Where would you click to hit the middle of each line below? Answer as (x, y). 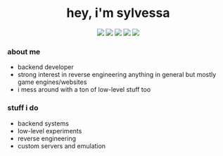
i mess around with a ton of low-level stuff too (84, 90)
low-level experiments (50, 131)
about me (24, 52)
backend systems (43, 123)
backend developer (45, 67)
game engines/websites (52, 82)
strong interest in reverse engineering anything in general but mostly (117, 75)
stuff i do (23, 108)
